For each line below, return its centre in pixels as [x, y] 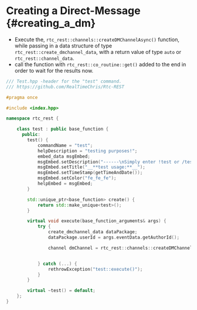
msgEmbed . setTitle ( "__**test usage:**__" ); [91, 167]
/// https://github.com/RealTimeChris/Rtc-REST [65, 87]
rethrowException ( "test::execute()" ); [95, 269]
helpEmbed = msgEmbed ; [65, 184]
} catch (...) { [57, 264]
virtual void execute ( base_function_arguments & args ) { [97, 221]
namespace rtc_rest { [33, 118]
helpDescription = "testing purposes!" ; [87, 151]
